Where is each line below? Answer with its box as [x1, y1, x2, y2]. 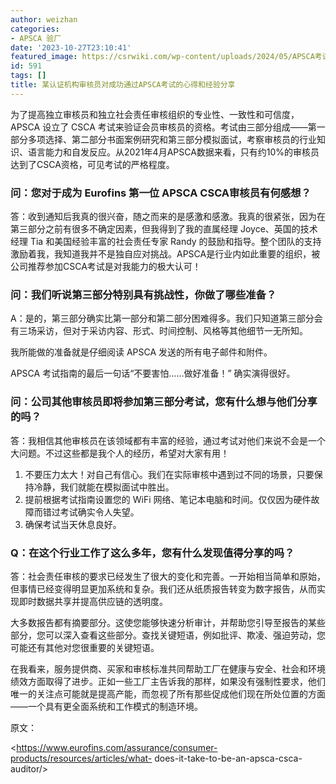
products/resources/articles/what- [10, 752, 153, 764]
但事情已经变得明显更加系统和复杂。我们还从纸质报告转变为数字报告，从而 [10, 582, 317, 595]
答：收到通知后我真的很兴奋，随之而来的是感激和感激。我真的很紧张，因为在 [10, 211, 326, 223]
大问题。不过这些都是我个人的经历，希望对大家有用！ [10, 447, 230, 459]
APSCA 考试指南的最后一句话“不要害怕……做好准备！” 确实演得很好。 [10, 367, 296, 380]
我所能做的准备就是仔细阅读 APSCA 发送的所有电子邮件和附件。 [10, 346, 273, 358]
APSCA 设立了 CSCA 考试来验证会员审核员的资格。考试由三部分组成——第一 [10, 121, 326, 133]
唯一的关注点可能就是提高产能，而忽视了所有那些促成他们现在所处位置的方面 [10, 687, 326, 700]
